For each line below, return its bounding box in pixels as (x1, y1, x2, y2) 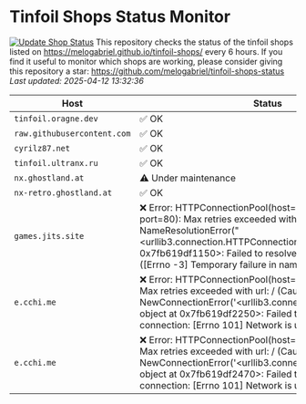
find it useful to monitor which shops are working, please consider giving (9, 56, 283, 67)
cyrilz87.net (14, 143, 71, 153)
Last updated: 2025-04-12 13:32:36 (9, 75, 144, 86)
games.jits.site (14, 231, 85, 241)
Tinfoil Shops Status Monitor (9, 6, 230, 27)
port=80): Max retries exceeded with (139, 212, 298, 225)
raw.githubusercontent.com (14, 128, 131, 139)
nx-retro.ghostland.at (14, 187, 112, 198)
